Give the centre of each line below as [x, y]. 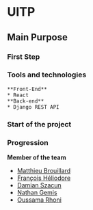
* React [18, 95]
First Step [24, 57]
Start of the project [39, 124]
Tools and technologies [47, 75]
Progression [28, 142]
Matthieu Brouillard [44, 171]
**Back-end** [26, 101]
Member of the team [37, 157]
